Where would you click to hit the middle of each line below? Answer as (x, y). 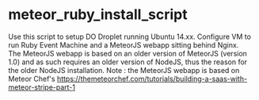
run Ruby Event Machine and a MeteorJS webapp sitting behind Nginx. (124, 44)
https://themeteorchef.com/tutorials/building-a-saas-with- (152, 79)
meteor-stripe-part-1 (42, 87)
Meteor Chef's (32, 79)
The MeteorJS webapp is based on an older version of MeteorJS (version (128, 53)
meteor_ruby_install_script (98, 15)
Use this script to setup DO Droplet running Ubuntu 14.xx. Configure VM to (130, 37)
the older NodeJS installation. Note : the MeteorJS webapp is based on (124, 70)
